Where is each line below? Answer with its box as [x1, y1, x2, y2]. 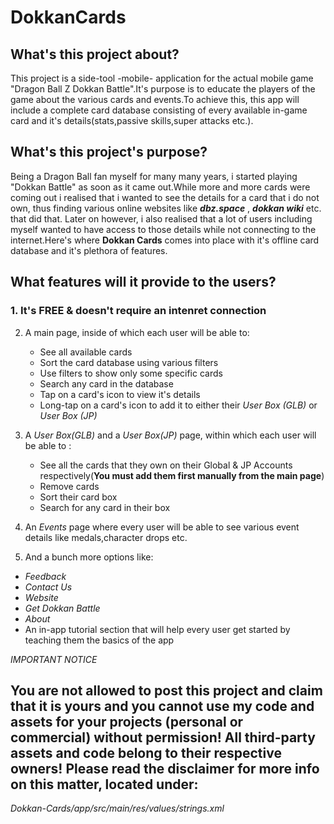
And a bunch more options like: [24, 551, 154, 563]
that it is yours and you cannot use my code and [10, 697, 315, 715]
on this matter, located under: [10, 776, 199, 793]
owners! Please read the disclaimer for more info [10, 760, 320, 777]
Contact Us [24, 581, 73, 593]
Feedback [24, 570, 67, 582]
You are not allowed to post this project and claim [10, 682, 323, 699]
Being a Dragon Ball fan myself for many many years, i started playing [10, 170, 298, 182]
